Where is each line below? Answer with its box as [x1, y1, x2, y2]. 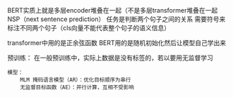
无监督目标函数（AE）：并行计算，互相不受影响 [20, 84, 134, 91]
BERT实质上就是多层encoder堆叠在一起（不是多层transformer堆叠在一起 [7, 6, 218, 14]
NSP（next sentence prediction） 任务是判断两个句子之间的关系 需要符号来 [7, 15, 226, 23]
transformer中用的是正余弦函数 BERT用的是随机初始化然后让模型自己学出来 [7, 39, 227, 47]
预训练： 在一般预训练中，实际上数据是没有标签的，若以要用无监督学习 [7, 53, 213, 62]
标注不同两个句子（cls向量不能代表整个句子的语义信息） [7, 24, 171, 32]
